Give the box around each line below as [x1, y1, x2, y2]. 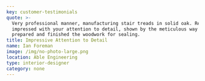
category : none [6, 65, 45, 72]
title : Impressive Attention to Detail [6, 37, 108, 43]
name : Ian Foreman [6, 43, 53, 49]
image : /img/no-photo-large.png [6, 49, 88, 55]
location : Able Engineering [6, 54, 78, 60]
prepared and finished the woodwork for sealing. [12, 32, 140, 38]
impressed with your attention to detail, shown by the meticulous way [12, 26, 198, 32]
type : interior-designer [6, 60, 70, 66]
